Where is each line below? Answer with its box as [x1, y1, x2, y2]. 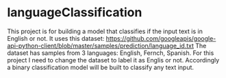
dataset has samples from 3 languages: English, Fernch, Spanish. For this [7, 49, 214, 57]
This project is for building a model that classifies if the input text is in [7, 27, 203, 35]
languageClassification [7, 5, 142, 20]
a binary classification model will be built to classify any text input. [7, 63, 194, 71]
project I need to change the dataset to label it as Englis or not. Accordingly [7, 56, 220, 64]
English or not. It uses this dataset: [7, 34, 105, 42]
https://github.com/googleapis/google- [105, 34, 216, 42]
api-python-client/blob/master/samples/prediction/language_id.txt [7, 41, 194, 50]
